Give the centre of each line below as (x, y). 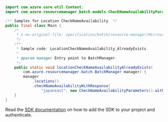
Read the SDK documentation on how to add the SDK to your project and (80, 109)
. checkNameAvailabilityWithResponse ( (71, 86)
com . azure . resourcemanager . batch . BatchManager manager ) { (85, 72)
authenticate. (19, 114)
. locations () (45, 81)
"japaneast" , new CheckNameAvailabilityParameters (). (98, 90)
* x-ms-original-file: (40, 35)
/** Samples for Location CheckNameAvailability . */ (61, 21)
